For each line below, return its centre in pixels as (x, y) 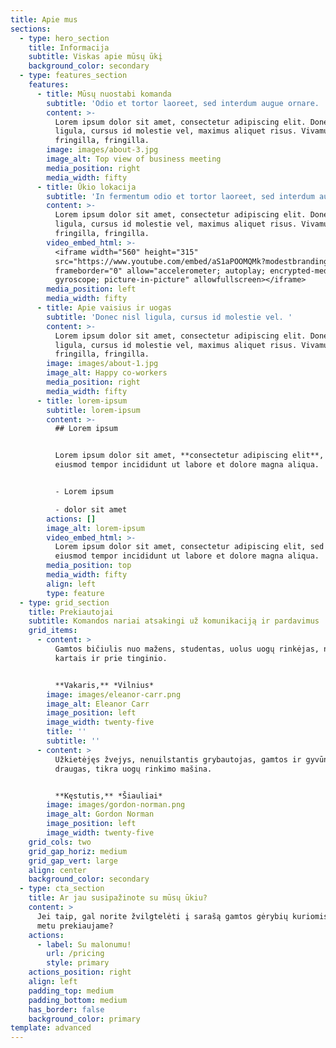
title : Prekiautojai (71, 612)
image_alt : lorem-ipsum (95, 528)
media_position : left (91, 289)
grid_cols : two (60, 842)
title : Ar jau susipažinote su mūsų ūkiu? (118, 898)
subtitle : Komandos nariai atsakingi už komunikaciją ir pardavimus (174, 621)
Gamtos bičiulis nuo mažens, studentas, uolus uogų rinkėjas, (187, 649)
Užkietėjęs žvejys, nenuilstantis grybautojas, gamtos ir (178, 759)
